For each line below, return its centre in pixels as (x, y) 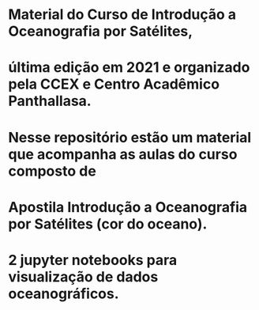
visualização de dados (83, 276)
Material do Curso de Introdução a (122, 15)
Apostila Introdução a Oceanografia (128, 207)
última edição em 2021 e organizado (129, 68)
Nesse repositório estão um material (130, 137)
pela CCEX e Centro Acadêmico (114, 84)
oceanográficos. (64, 293)
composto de (52, 171)
